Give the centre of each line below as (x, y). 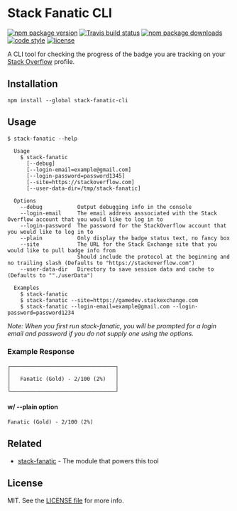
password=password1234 (41, 313)
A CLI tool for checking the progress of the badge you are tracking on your (116, 54)
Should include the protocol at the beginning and (154, 257)
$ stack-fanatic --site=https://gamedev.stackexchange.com (109, 300)
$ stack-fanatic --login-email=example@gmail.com (95, 306)
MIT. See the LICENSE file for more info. (66, 500)
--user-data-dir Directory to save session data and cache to (117, 269)
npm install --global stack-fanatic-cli (68, 100)
